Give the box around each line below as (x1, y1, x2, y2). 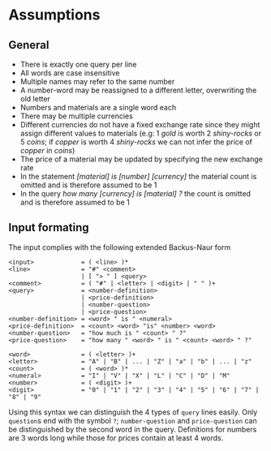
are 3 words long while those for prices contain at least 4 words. (8, 432, 224, 443)
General (8, 38, 50, 52)
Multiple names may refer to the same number (19, 77, 175, 86)
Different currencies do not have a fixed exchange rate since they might (19, 120, 260, 129)
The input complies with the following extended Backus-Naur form (8, 242, 231, 252)
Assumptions (8, 6, 101, 24)
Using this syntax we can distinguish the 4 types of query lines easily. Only (8, 407, 258, 417)
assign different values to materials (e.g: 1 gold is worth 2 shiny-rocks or (19, 128, 262, 138)
